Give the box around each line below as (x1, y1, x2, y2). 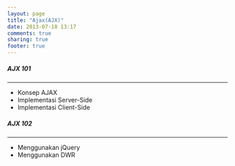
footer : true (7, 43, 45, 50)
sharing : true (7, 36, 49, 43)
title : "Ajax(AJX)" (7, 17, 64, 24)
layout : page (7, 10, 45, 17)
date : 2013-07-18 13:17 (7, 23, 77, 30)
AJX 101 (7, 64, 31, 73)
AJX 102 (7, 119, 33, 128)
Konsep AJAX (17, 88, 57, 96)
